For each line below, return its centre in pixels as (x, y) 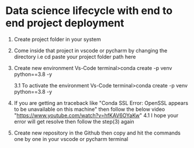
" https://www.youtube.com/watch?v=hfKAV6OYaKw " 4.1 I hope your (96, 115)
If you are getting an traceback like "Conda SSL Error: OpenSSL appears (101, 103)
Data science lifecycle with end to (89, 11)
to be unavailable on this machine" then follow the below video (89, 109)
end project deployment (65, 23)
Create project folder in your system (57, 39)
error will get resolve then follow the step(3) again (74, 121)
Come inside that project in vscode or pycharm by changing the (91, 50)
